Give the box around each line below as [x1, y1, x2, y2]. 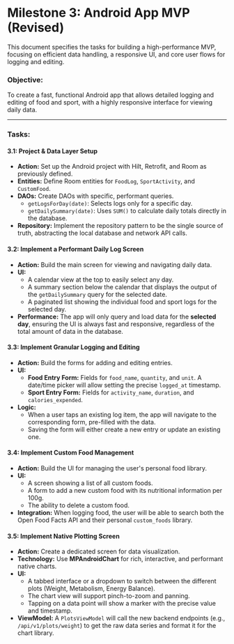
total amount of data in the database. [17, 327, 124, 335]
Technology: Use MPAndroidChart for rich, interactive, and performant [17, 555, 224, 563]
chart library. [17, 629, 54, 637]
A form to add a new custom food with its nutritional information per [27, 486, 223, 494]
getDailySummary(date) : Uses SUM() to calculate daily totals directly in [27, 207, 227, 215]
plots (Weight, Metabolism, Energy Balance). [27, 584, 155, 593]
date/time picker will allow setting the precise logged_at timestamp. [27, 381, 221, 389]
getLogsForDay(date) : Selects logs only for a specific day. [27, 199, 193, 208]
